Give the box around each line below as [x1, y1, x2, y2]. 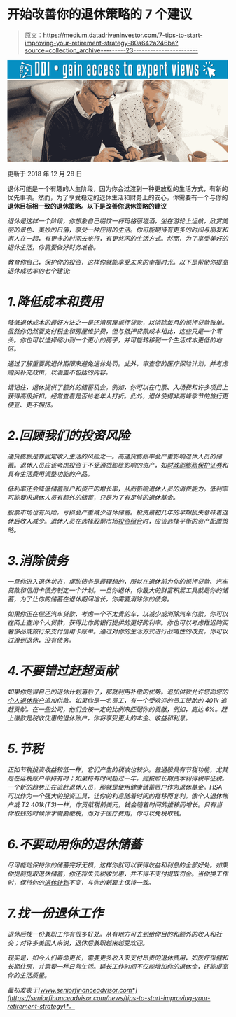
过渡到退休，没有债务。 [7, 636, 75, 645]
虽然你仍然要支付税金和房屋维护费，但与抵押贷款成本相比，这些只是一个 [7, 327, 216, 336]
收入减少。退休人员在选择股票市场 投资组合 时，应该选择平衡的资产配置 [19, 517, 222, 526]
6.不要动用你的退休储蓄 [7, 836, 142, 853]
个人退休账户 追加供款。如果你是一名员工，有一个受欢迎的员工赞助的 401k [7, 696, 219, 704]
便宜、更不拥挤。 [7, 400, 57, 409]
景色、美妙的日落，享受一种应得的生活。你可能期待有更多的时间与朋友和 [19, 225, 228, 234]
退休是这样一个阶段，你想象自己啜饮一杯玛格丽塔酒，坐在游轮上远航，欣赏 [7, 217, 222, 225]
